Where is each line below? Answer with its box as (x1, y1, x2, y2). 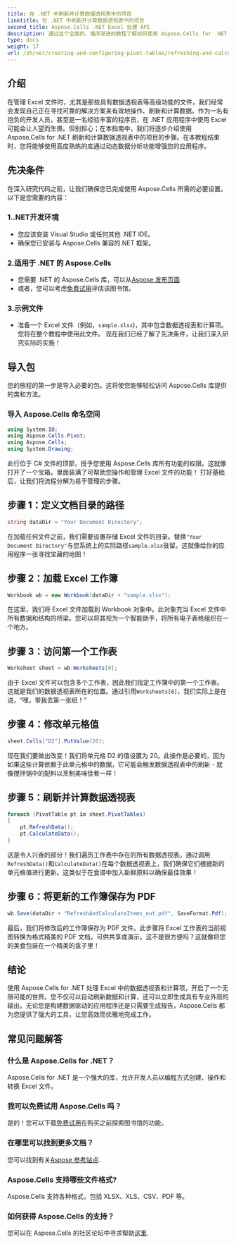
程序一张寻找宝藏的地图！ (13, 549, 88, 558)
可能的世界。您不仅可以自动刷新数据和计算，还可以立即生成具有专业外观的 (13, 992, 229, 1001)
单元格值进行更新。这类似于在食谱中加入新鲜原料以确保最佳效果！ (7, 868, 198, 877)
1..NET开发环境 (7, 212, 59, 222)
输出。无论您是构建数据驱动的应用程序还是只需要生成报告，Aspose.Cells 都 (7, 1001, 225, 1010)
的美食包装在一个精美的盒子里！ (7, 941, 100, 949)
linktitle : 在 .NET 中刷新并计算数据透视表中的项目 (7, 17, 145, 24)
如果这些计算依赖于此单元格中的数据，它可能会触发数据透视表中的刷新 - (7, 760, 216, 769)
